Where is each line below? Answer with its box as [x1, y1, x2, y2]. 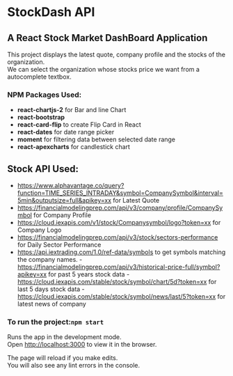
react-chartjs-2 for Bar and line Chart [17, 106, 127, 114]
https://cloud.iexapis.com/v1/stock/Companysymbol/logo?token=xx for [17, 219, 221, 227]
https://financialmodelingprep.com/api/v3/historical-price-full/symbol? [17, 263, 220, 272]
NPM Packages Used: [7, 90, 82, 100]
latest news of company [17, 300, 87, 308]
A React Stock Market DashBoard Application [7, 32, 208, 44]
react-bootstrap [17, 113, 65, 122]
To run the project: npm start [7, 318, 104, 327]
